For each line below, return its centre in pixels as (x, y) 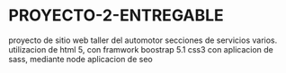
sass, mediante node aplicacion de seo (81, 59)
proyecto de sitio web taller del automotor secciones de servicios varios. (143, 40)
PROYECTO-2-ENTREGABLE (116, 16)
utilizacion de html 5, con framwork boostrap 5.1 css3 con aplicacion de (141, 49)
